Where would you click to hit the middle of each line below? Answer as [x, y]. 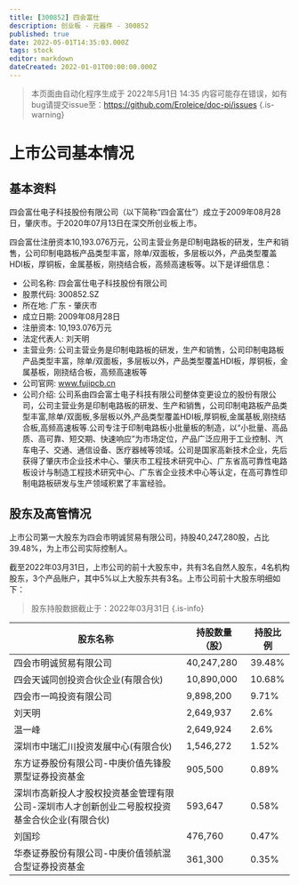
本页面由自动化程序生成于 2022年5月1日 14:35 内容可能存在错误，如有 [159, 93]
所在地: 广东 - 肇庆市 [60, 305]
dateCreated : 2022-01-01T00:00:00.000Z [83, 68]
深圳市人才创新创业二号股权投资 [104, 806]
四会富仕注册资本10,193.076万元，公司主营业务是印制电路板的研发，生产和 [145, 242]
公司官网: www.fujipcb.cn [69, 382]
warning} [48, 114]
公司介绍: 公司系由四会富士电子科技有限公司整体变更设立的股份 [137, 394]
